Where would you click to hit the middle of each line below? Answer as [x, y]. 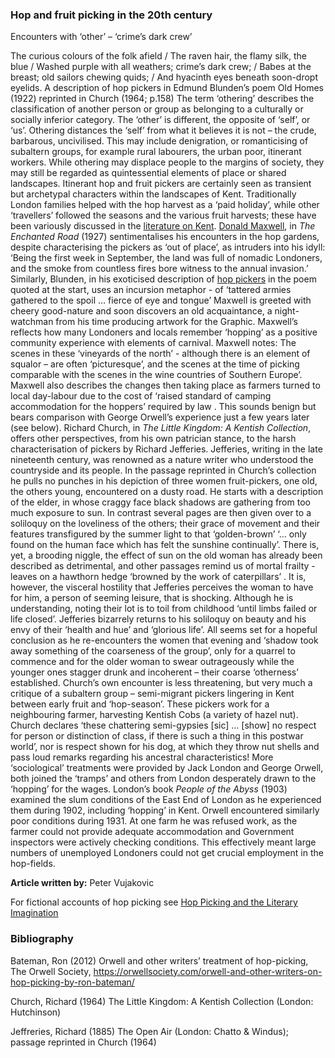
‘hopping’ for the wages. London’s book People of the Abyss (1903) [149, 789]
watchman [32, 322]
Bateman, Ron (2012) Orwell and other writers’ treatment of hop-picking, [159, 960]
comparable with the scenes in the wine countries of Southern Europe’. [156, 375]
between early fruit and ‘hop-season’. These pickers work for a [140, 704]
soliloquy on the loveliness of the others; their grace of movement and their [165, 524]
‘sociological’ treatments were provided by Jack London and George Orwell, [167, 768]
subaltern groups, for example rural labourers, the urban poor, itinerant [156, 152]
